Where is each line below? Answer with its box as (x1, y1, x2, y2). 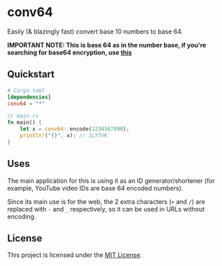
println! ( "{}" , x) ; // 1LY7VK (20, 132, 108, 139)
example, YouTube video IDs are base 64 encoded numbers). (7, 184, 184, 192)
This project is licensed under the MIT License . (7, 251, 142, 259)
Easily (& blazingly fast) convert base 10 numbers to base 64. (7, 27, 184, 36)
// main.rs (7, 112, 39, 119)
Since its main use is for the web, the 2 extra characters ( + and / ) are (7, 197, 205, 206)
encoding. (7, 212, 36, 221)
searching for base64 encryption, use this (7, 48, 133, 57)
